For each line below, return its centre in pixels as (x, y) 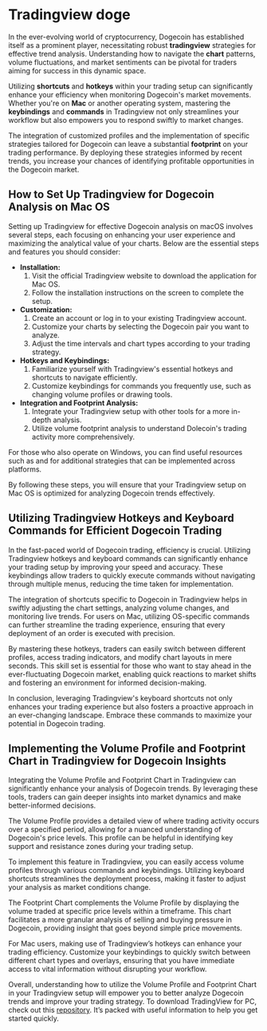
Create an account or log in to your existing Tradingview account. (139, 318)
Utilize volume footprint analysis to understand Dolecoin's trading (139, 428)
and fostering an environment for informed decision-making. (108, 682)
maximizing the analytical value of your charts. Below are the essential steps (134, 243)
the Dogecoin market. (44, 169)
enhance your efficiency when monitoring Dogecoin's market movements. (130, 94)
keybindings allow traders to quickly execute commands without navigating (132, 575)
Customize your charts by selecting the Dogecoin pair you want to (140, 326)
